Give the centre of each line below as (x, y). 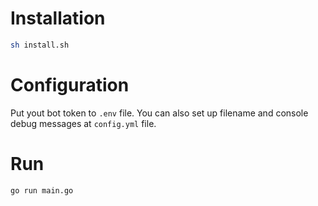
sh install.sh (40, 45)
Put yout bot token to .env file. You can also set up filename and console (159, 113)
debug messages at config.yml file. (83, 123)
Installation (58, 18)
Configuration (70, 85)
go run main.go (42, 190)
